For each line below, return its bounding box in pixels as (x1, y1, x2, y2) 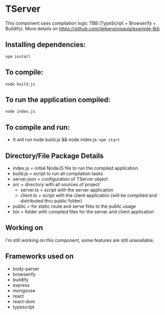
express (12, 282, 30, 288)
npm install (5, 54, 31, 59)
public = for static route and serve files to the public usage (12, 203, 136, 209)
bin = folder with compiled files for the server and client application (12, 209, 154, 214)
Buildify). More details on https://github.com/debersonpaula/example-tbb (5, 25, 160, 31)
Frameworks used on (5, 252, 74, 261)
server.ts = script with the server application (20, 187, 114, 193)
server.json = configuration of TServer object (12, 176, 108, 182)
